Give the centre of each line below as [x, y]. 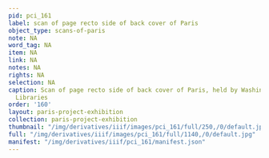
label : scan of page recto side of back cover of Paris [103, 23]
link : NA [23, 61]
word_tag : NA [30, 45]
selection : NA [32, 82]
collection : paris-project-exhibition [73, 120]
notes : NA [25, 68]
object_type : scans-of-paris [57, 30]
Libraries [32, 97]
